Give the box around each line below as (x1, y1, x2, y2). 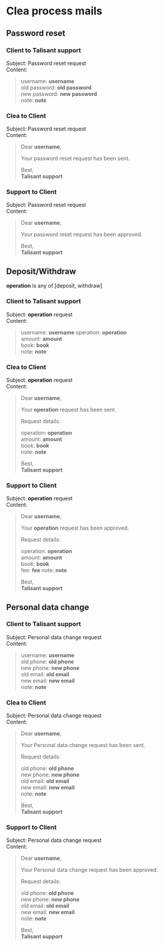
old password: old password (20, 84, 92, 91)
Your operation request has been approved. (20, 524, 129, 531)
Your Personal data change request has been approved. (20, 866, 158, 874)
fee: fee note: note (20, 567, 67, 574)
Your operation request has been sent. (20, 406, 116, 413)
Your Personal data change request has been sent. (20, 742, 146, 749)
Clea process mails (6, 4, 103, 18)
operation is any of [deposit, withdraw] (6, 282, 103, 289)
